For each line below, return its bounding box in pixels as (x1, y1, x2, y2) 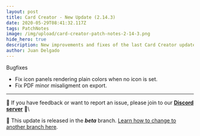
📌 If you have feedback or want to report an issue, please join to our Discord (6, 99, 194, 106)
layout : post (6, 8, 39, 15)
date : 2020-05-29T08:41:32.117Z (6, 20, 86, 26)
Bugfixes (6, 64, 28, 71)
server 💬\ (6, 105, 30, 112)
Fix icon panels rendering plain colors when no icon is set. (14, 75, 158, 82)
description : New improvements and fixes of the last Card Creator (6, 42, 177, 48)
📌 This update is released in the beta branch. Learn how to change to (6, 117, 177, 124)
